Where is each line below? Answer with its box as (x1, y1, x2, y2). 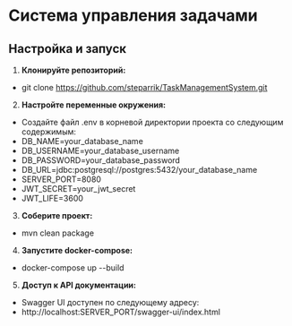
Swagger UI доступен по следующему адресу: (21, 297, 200, 307)
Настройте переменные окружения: (21, 99, 167, 110)
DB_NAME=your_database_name (21, 136, 144, 146)
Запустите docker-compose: (21, 245, 133, 255)
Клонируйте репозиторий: (21, 64, 126, 75)
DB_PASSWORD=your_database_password (21, 155, 181, 166)
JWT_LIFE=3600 (21, 193, 84, 203)
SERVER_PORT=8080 (21, 174, 102, 184)
